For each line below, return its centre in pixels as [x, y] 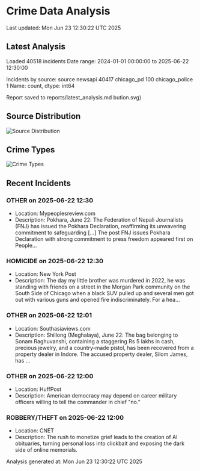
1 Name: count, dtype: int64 [41, 86]
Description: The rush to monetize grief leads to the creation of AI [96, 437]
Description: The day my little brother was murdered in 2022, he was [100, 281]
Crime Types [31, 150]
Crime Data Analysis [58, 11]
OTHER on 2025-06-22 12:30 [50, 200]
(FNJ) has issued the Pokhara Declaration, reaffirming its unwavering [100, 226]
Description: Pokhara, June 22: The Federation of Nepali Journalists [99, 220]
